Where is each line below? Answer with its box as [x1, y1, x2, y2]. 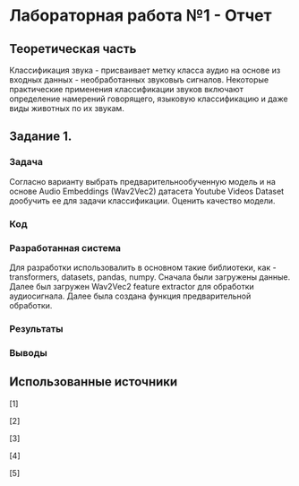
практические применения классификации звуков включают [9, 84, 243, 94]
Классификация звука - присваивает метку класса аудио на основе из [9, 65, 281, 75]
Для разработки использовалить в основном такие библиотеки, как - [9, 262, 278, 273]
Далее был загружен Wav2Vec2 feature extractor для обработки [9, 281, 254, 291]
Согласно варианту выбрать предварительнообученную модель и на [9, 176, 276, 187]
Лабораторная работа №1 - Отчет [9, 5, 272, 26]
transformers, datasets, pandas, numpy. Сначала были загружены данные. [9, 271, 291, 282]
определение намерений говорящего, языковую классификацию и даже [9, 93, 288, 104]
